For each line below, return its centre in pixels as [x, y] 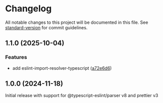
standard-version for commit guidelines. [46, 27]
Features [16, 57]
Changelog [28, 9]
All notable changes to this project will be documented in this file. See [77, 22]
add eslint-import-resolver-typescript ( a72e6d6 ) [62, 68]
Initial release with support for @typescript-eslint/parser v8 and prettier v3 [82, 96]
